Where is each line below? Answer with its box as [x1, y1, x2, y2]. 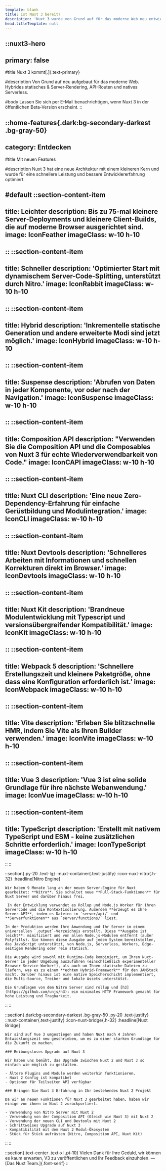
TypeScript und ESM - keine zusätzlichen [5, 833, 135, 841]
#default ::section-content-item [5, 191, 106, 199]
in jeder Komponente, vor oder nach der [5, 385, 130, 394]
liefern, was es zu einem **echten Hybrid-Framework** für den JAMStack [5, 968, 158, 973]
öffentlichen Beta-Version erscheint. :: [5, 104, 83, 110]
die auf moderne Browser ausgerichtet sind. [5, 223, 144, 232]
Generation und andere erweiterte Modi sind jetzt [5, 329, 161, 337]
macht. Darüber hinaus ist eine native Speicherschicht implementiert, [5, 972, 156, 977]
